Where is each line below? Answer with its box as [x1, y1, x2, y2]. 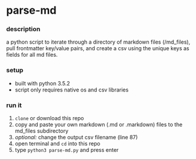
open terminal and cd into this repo [14, 140, 100, 147]
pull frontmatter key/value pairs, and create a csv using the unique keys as [6, 45, 189, 52]
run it [6, 101, 22, 109]
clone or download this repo [14, 115, 84, 122]
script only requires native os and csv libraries [14, 86, 129, 93]
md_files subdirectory [14, 127, 69, 134]
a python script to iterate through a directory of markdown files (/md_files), [6, 38, 191, 45]
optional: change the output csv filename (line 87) [14, 134, 138, 141]
